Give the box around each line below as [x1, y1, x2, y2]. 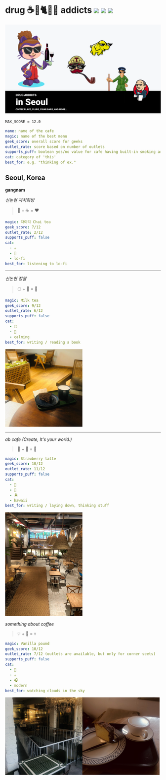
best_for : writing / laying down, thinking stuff [5, 503, 110, 508]
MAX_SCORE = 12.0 [5, 119, 41, 124]
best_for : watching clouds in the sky [5, 688, 85, 693]
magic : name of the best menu [5, 134, 68, 139]
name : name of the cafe [5, 128, 54, 134]
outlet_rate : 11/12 [5, 467, 45, 472]
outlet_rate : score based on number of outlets [5, 144, 105, 149]
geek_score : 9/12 [5, 303, 41, 308]
